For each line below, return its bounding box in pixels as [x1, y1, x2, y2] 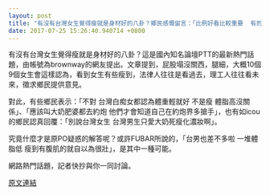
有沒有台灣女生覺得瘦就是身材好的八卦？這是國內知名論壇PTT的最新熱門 [8, 50, 247, 59]
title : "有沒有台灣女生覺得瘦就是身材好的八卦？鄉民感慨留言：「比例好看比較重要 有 [8, 19, 257, 27]
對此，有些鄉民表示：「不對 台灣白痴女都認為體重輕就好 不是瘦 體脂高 [8, 97, 236, 107]
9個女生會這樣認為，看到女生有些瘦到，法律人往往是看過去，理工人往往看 [8, 70, 252, 79]
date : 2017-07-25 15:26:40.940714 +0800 [8, 26, 146, 35]
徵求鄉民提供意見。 [22, 79, 86, 89]
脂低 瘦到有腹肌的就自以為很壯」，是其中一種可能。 [8, 144, 176, 153]
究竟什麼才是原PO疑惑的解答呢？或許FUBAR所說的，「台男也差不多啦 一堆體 [8, 134, 259, 144]
